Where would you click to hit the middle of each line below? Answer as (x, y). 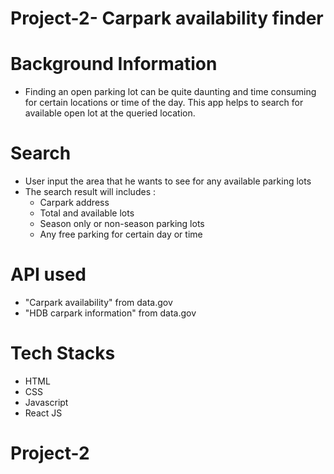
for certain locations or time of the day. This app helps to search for (164, 103)
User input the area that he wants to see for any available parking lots (168, 181)
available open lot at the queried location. (110, 113)
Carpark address (74, 203)
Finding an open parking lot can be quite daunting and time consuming (170, 92)
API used (48, 274)
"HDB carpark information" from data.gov (110, 313)
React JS (43, 413)
